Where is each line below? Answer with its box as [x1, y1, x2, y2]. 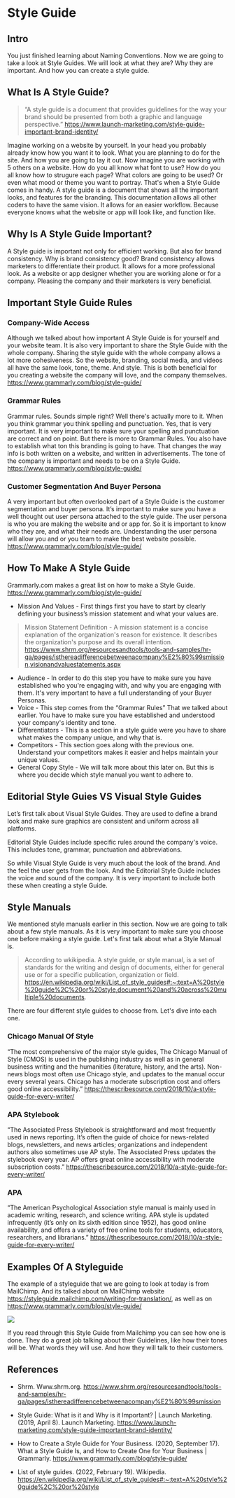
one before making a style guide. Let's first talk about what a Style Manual [7, 935, 222, 943]
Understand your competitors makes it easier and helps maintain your [17, 748, 219, 756]
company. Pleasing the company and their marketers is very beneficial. [7, 277, 212, 285]
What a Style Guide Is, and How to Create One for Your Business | [17, 1446, 208, 1455]
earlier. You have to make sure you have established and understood [17, 711, 215, 719]
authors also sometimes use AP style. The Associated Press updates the [7, 1147, 216, 1156]
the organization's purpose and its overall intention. [24, 637, 173, 646]
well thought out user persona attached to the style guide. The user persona [7, 512, 227, 520]
